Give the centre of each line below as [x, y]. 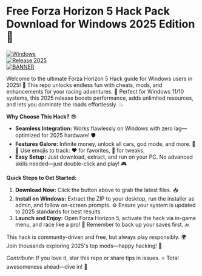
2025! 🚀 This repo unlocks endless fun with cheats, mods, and [84, 85]
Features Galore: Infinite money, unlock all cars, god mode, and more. [103, 143]
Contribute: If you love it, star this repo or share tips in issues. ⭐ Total [93, 258]
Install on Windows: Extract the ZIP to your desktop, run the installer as [105, 198]
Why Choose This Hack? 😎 [42, 116]
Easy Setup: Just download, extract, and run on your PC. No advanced [104, 157]
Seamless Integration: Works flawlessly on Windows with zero [94, 128]
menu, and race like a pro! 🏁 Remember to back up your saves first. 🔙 [102, 224]
